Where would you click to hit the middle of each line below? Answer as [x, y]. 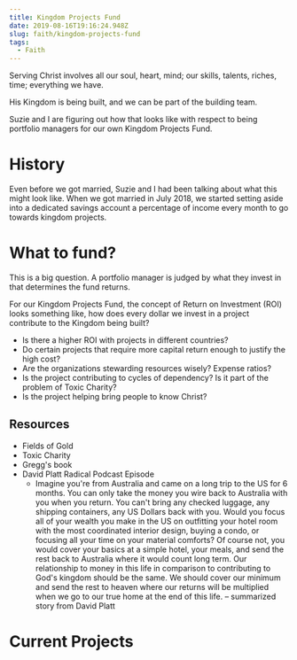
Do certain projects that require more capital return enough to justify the [154, 349]
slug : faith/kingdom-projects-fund [75, 34]
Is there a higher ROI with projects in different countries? [125, 340]
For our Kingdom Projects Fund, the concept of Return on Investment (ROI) [145, 304]
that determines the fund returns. [70, 287]
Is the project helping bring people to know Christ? [114, 396]
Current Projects [71, 641]
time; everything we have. [56, 85]
